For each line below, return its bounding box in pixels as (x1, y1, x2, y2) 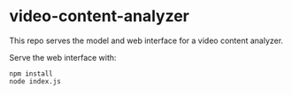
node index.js (9, 77, 62, 85)
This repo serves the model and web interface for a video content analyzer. (9, 35, 284, 46)
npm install (9, 69, 53, 78)
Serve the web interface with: (9, 52, 117, 62)
